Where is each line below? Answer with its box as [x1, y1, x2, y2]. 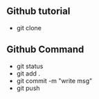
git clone [16, 23, 42, 32]
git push [16, 84, 40, 92]
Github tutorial [6, 5, 71, 17]
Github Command [6, 44, 84, 56]
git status [16, 62, 44, 70]
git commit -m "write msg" [16, 76, 93, 85]
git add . [16, 69, 41, 78]
